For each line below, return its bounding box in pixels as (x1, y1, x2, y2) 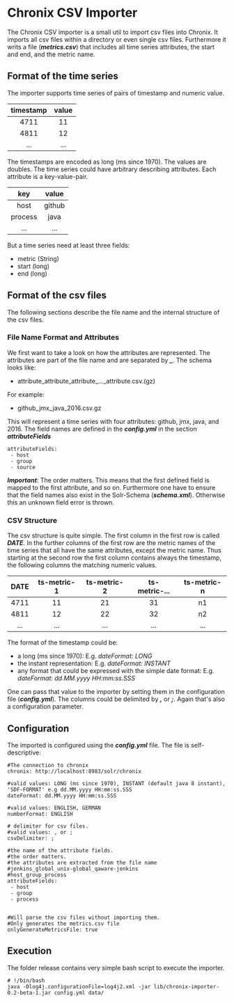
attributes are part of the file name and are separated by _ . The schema (7, 356, 212, 364)
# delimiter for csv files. (7, 823, 89, 830)
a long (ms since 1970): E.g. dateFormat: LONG (17, 652, 153, 661)
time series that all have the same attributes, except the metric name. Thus (7, 546, 221, 555)
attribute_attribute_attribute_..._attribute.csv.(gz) (17, 377, 155, 385)
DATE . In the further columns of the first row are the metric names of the (7, 539, 216, 547)
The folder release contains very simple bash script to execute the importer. (7, 963, 225, 972)
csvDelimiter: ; (7, 835, 54, 842)
